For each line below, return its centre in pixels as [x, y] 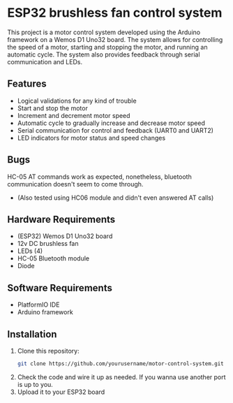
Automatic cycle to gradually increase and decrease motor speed [111, 123]
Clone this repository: [48, 351]
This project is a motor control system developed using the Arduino [104, 32]
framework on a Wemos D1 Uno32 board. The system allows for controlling [115, 39]
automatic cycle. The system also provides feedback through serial [104, 54]
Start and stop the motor [53, 108]
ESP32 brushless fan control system [115, 13]
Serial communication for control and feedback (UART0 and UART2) [115, 130]
